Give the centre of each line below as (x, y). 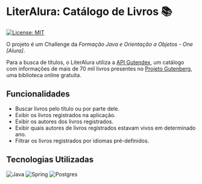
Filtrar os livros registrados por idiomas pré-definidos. (82, 141)
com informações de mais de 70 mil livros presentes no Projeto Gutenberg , (99, 68)
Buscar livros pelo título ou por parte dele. (67, 109)
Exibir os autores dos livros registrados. (64, 121)
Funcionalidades (38, 94)
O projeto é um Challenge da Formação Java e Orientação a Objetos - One (100, 44)
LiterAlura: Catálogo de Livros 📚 (90, 12)
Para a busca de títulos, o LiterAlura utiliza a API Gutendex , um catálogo (95, 62)
